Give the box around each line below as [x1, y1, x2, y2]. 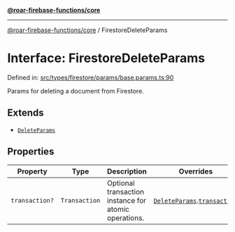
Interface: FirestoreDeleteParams [7, 50, 205, 66]
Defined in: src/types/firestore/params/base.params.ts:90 [7, 73, 174, 82]
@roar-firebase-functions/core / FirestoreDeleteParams [7, 26, 168, 34]
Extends [7, 107, 44, 119]
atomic [107, 204, 129, 214]
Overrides [178, 167, 213, 176]
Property [17, 167, 48, 176]
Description [107, 167, 147, 176]
